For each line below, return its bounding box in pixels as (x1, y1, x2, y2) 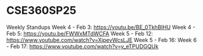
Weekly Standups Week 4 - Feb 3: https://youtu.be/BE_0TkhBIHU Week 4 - (6, 23, 196, 31)
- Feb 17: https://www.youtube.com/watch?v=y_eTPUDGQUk (6, 43, 159, 50)
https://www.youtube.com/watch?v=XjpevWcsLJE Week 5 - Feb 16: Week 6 (6, 36, 197, 43)
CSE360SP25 (6, 4, 76, 17)
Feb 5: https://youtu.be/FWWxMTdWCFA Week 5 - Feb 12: (6, 30, 153, 37)
